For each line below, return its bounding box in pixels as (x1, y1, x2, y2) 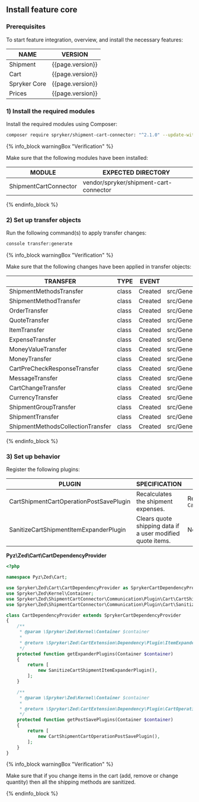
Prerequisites (6, 23, 46, 31)
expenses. (136, 505, 165, 513)
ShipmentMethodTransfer (9, 297, 81, 305)
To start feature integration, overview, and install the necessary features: (6, 36, 184, 43)
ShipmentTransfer (9, 413, 59, 421)
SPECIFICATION (136, 480, 182, 488)
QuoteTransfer (9, 316, 49, 324)
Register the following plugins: (6, 466, 80, 473)
